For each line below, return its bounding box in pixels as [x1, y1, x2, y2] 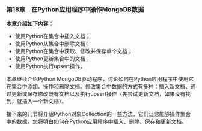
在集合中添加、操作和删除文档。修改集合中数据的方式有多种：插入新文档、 [6, 83, 191, 90]
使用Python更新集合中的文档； [14, 55, 91, 62]
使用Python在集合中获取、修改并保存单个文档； [14, 48, 133, 55]
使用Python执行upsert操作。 [14, 63, 86, 70]
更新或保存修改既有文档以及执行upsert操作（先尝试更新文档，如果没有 [11, 90, 186, 98]
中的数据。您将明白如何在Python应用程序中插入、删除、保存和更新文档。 [6, 118, 188, 125]
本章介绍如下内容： [6, 20, 54, 28]
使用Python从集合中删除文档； [14, 40, 91, 47]
